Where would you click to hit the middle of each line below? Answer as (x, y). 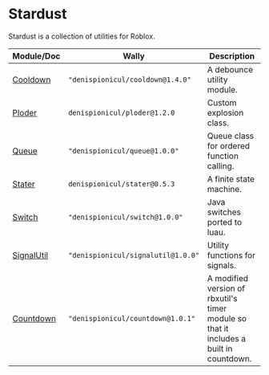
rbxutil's (222, 298)
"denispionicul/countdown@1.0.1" (132, 318)
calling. (221, 165)
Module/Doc (36, 55)
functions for (231, 255)
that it (218, 328)
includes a (227, 338)
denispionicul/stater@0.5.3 (121, 184)
